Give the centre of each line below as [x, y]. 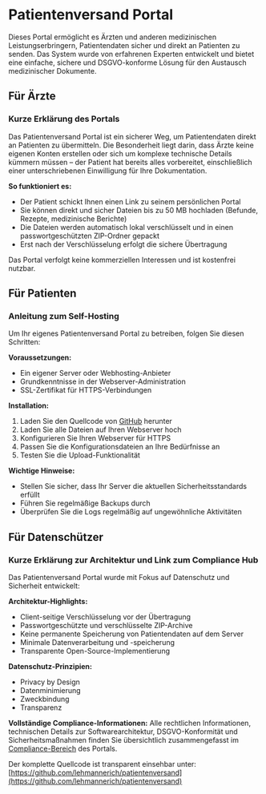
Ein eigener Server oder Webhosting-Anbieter [95, 373]
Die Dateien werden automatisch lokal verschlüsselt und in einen [127, 227]
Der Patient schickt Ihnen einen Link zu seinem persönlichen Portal [130, 201]
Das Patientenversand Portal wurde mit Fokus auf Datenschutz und [119, 577]
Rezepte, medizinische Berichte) [73, 219]
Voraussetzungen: [40, 357]
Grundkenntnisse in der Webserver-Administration [103, 381]
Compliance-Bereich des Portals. [63, 748]
